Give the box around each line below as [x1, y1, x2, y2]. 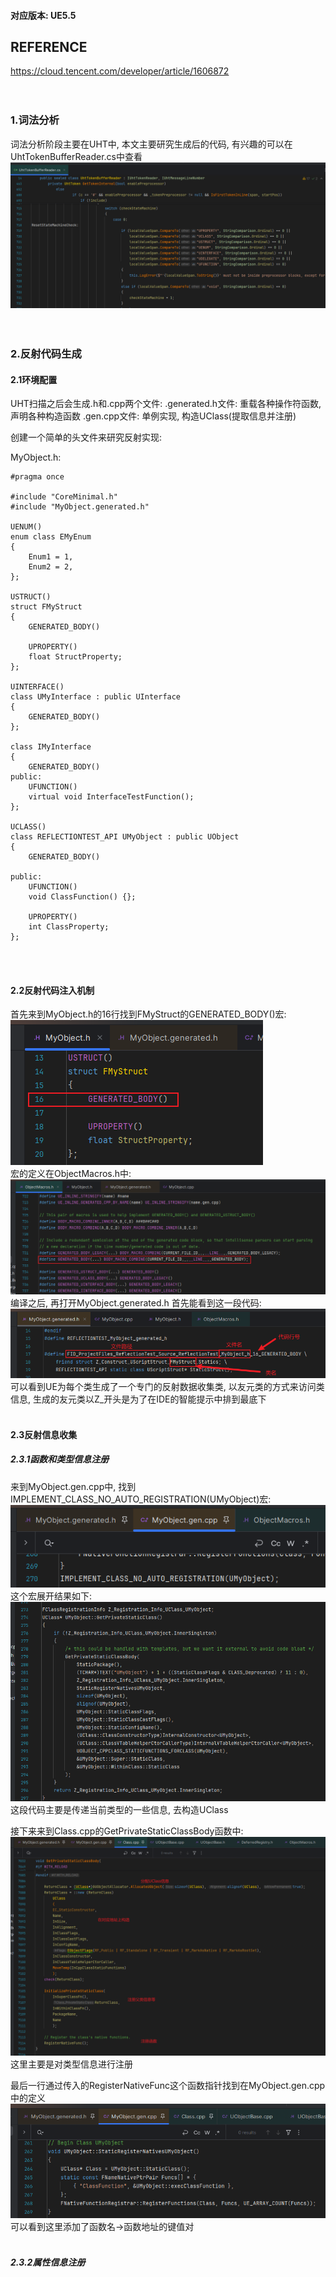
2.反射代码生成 [10, 346, 82, 360]
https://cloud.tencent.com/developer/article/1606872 [10, 65, 230, 77]
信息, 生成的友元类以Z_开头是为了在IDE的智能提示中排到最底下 [10, 1393, 267, 1405]
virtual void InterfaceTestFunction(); [28, 792, 195, 802]
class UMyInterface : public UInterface [10, 692, 182, 702]
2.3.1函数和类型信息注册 [10, 1453, 110, 1465]
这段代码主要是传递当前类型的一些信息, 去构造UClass [10, 1804, 229, 1816]
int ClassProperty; [28, 922, 110, 932]
